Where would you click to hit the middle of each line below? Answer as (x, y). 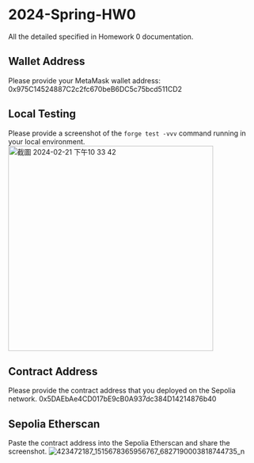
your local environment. (47, 141)
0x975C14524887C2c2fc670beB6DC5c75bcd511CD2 (95, 89)
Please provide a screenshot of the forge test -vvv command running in (127, 133)
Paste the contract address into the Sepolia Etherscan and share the (119, 443)
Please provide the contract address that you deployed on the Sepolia (122, 391)
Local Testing (42, 114)
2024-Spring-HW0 (72, 15)
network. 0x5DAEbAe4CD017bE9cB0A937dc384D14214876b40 (112, 399)
